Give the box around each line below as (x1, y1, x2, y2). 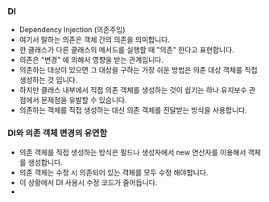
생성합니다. (27, 157, 64, 167)
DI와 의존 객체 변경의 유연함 (7, 127, 108, 138)
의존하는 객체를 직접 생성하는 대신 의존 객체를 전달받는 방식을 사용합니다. (19, 105, 247, 115)
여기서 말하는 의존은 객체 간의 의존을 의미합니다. (19, 35, 170, 45)
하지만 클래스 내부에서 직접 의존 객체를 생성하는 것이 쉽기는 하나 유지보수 (19, 85, 247, 95)
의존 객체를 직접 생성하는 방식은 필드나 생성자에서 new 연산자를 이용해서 (19, 147, 246, 157)
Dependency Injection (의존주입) (19, 25, 126, 35)
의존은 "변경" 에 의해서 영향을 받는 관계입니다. (19, 55, 164, 65)
